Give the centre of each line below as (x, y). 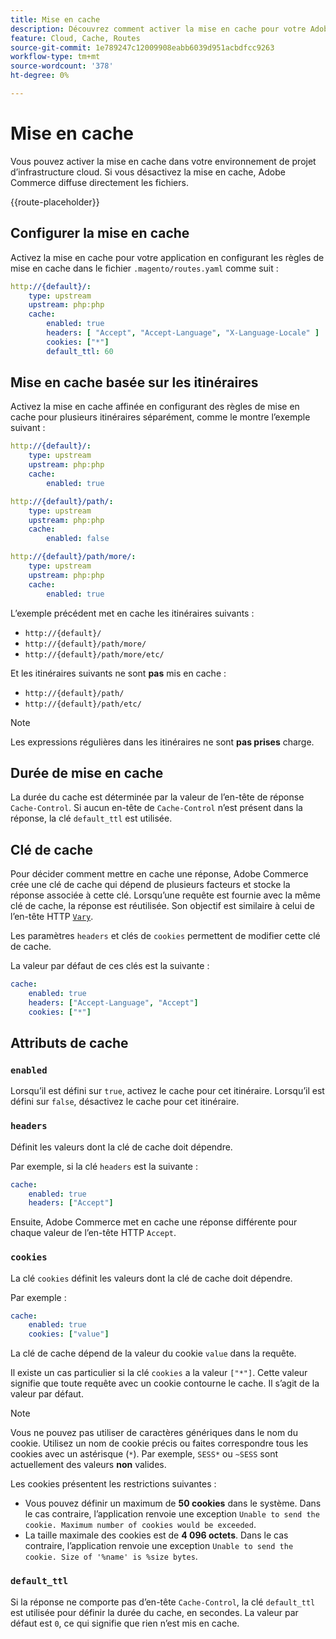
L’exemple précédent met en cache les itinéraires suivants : (132, 613)
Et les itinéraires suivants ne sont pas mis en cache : (118, 673)
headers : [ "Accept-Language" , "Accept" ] (113, 1002)
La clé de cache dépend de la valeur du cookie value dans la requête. (153, 1353)
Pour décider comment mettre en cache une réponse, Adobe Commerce (159, 874)
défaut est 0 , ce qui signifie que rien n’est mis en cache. (125, 1623)
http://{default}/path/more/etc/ (94, 654)
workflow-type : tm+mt (55, 57)
